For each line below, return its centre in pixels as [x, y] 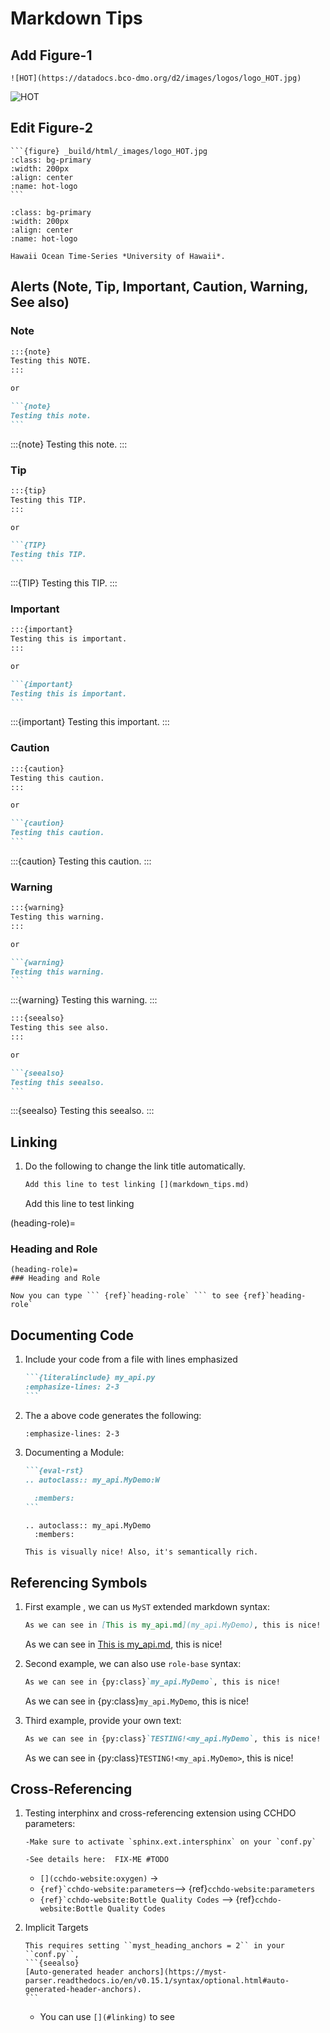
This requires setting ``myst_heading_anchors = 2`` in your [155, 1946]
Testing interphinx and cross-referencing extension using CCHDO [160, 1813]
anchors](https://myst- [177, 1972]
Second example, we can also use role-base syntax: [133, 1663]
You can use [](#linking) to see [107, 2017]
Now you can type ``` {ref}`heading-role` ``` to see [125, 1296]
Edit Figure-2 [51, 128]
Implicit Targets [56, 1928]
